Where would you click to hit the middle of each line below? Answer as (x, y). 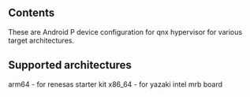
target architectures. (41, 40)
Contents (32, 13)
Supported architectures (70, 65)
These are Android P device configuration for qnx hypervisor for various (125, 32)
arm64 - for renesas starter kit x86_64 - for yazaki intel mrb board (116, 84)
